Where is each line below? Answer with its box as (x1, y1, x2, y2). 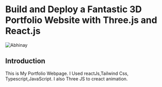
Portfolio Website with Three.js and (5, 14, 157, 26)
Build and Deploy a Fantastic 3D (5, 4, 142, 15)
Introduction (5, 57, 46, 66)
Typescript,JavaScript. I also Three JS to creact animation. (5, 75, 128, 82)
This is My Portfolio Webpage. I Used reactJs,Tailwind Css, (5, 70, 128, 76)
